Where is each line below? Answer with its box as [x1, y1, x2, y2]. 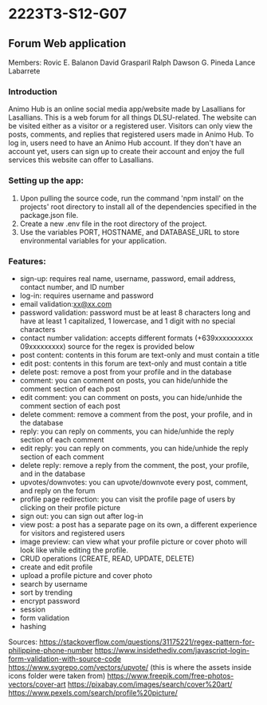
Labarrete [8, 66, 41, 76]
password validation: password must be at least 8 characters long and [19, 307, 251, 317]
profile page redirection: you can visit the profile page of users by [19, 494, 236, 504]
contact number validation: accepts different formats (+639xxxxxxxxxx [19, 333, 253, 343]
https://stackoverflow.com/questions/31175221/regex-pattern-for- [39, 636, 255, 647]
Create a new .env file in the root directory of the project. [19, 219, 207, 228]
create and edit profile [19, 562, 93, 572]
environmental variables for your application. [19, 236, 167, 245]
